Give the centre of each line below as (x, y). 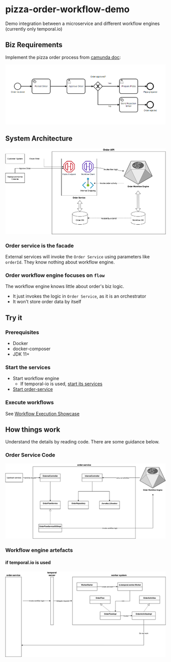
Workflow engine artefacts (39, 550)
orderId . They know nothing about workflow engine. (60, 262)
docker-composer (32, 349)
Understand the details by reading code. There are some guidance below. (82, 442)
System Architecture (39, 139)
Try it (14, 318)
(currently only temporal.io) (34, 29)
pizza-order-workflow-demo (67, 9)
